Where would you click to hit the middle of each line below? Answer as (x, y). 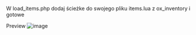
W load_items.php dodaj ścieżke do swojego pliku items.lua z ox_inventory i (98, 8)
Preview (16, 26)
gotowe (15, 15)
